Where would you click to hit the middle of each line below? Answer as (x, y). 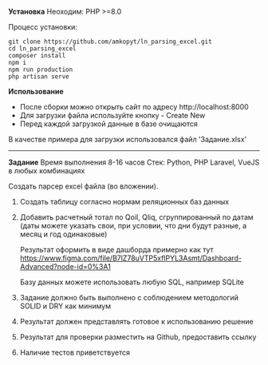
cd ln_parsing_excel (43, 49)
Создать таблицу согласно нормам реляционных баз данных (124, 202)
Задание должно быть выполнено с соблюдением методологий (129, 298)
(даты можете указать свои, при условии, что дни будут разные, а (133, 226)
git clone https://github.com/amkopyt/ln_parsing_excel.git (110, 42)
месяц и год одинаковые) (63, 234)
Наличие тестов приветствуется (75, 352)
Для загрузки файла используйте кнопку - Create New (112, 115)
